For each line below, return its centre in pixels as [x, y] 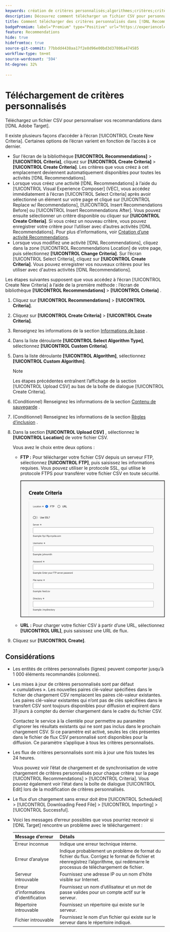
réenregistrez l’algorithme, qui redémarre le [104, 862]
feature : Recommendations [32, 32]
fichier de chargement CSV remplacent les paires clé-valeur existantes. [87, 695]
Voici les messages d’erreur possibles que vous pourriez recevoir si [83, 820]
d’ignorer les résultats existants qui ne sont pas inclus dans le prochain [87, 727]
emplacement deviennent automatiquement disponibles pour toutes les [87, 172]
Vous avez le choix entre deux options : [54, 447]
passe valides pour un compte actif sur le [102, 892]
